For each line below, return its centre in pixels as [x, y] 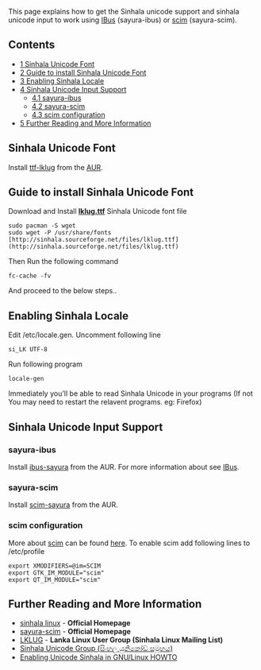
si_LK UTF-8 [28, 350]
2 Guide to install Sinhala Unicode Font [83, 72]
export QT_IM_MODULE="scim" [55, 579]
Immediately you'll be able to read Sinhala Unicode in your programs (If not [131, 393]
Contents [32, 45]
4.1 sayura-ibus [56, 98]
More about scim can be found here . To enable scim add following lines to [129, 543]
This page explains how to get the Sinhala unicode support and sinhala [124, 12]
